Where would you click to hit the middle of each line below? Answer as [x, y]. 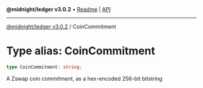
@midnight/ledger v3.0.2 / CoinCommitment [61, 27]
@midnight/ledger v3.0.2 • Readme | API [58, 9]
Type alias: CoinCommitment [81, 51]
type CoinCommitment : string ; [44, 67]
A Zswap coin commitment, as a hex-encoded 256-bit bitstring [85, 78]
